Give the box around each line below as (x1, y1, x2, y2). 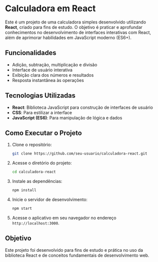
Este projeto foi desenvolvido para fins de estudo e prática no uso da (5, 247, 143, 253)
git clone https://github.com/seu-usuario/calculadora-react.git (12, 151, 147, 156)
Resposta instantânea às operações (12, 77, 84, 83)
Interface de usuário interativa (12, 67, 73, 73)
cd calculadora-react (12, 169, 56, 175)
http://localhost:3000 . (12, 220, 60, 226)
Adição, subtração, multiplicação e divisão (12, 61, 97, 67)
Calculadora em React (5, 3, 96, 14)
